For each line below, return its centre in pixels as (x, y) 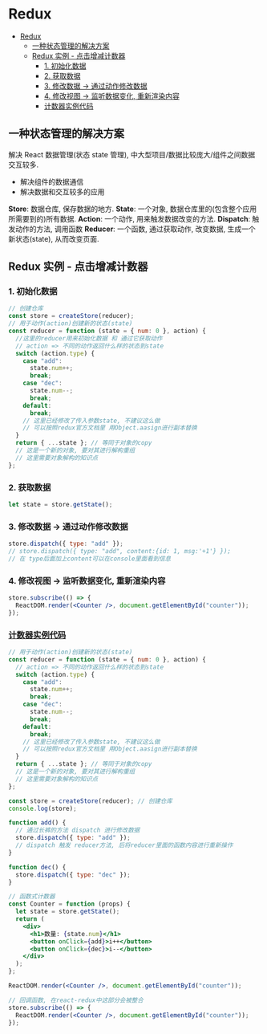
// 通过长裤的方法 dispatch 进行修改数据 (78, 830)
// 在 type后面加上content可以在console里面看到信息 (89, 559)
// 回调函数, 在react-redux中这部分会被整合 (76, 1000)
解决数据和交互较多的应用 (62, 191)
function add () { (37, 823)
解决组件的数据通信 (52, 181)
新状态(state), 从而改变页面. (54, 238)
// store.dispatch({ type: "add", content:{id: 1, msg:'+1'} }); (119, 552)
